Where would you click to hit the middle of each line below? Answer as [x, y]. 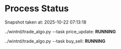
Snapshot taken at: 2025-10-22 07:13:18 [46, 22]
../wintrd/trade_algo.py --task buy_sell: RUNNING [55, 41]
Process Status [37, 9]
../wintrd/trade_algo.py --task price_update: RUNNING [60, 31]
